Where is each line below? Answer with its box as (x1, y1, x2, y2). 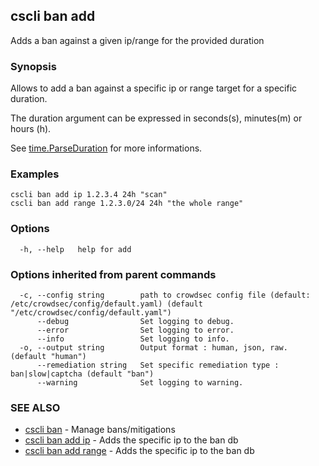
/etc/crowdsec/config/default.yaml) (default (10, 299, 203, 309)
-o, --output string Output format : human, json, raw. (19, 343, 288, 353)
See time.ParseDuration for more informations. (10, 142, 203, 154)
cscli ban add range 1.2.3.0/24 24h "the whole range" (10, 199, 244, 209)
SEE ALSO (10, 400, 61, 414)
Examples (10, 167, 60, 181)
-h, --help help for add (19, 244, 132, 254)
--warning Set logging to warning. (36, 378, 244, 388)
